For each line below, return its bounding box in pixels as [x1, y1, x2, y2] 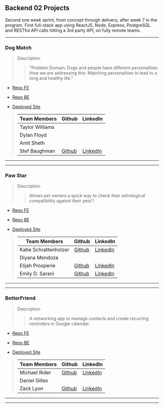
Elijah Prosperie [19, 262, 56, 269]
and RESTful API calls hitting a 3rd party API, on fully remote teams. [5, 27, 141, 33]
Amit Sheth [19, 140, 45, 147]
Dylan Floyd [19, 132, 47, 139]
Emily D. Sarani [19, 270, 55, 277]
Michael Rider [19, 369, 51, 376]
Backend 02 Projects [5, 4, 70, 12]
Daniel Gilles [19, 377, 48, 384]
